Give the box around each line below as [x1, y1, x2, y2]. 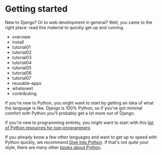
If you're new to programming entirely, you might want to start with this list [5, 120, 154, 125]
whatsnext [12, 85, 33, 91]
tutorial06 [12, 70, 32, 76]
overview [12, 34, 31, 40]
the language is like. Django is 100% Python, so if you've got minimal [5, 105, 143, 111]
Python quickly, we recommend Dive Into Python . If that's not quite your [5, 139, 149, 145]
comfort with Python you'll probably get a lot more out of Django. [5, 110, 135, 116]
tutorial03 [12, 54, 32, 60]
